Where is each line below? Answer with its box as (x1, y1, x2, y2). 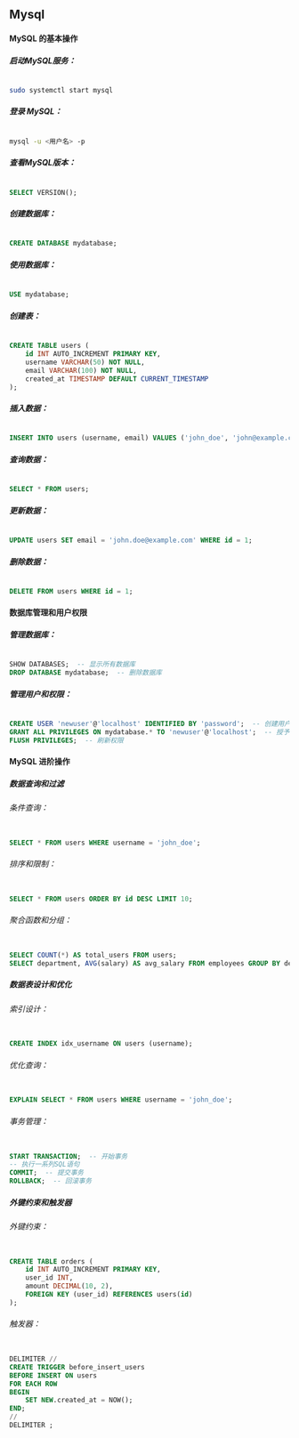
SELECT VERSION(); (9, 188, 77, 197)
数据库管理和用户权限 (9, 607, 87, 618)
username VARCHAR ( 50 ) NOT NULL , (25, 358, 145, 367)
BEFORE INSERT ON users (9, 1370, 98, 1380)
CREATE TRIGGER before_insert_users (9, 1362, 145, 1371)
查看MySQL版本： (9, 158, 77, 168)
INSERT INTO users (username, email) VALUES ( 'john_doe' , (9, 433, 229, 443)
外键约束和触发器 (9, 1197, 72, 1208)
